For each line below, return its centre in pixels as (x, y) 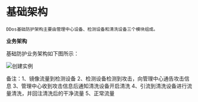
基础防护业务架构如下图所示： (42, 53)
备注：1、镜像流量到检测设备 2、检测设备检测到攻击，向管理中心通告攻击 (95, 78)
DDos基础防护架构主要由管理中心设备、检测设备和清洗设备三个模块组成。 (82, 29)
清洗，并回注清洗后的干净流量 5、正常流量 (63, 93)
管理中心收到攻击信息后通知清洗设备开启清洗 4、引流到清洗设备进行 (104, 85)
